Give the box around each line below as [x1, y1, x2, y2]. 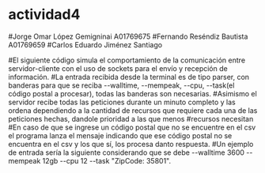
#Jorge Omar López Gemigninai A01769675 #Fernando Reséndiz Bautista [8, 32, 248, 41]
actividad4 [8, 6, 81, 24]
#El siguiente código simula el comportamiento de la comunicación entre [8, 55, 246, 65]
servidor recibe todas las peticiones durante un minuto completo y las [8, 97, 236, 107]
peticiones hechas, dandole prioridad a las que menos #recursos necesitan [8, 114, 254, 123]
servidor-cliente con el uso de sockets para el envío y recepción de [8, 63, 228, 73]
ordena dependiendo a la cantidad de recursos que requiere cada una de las [8, 105, 258, 115]
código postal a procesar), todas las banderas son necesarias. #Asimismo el [8, 88, 257, 98]
